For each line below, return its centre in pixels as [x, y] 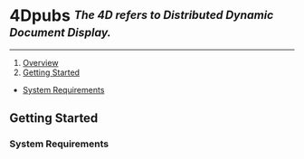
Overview [40, 62]
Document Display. [60, 32]
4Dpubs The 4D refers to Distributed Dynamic [142, 16]
